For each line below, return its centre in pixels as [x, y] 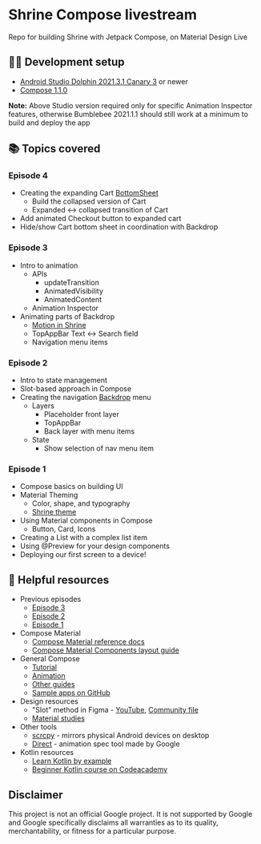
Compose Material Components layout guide [106, 650]
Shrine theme [54, 512]
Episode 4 [28, 176]
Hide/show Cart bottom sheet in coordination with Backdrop [119, 227]
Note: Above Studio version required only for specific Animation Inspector [130, 105]
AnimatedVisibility [74, 291]
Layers [43, 406]
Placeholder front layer [82, 414]
